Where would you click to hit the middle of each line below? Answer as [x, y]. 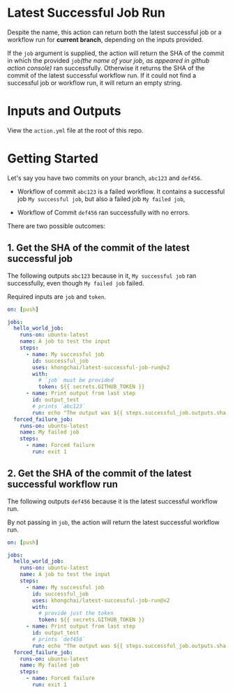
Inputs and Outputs [64, 111]
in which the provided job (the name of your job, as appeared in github [108, 60]
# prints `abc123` [59, 406]
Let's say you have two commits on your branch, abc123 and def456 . [105, 178]
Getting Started [53, 159]
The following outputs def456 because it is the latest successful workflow [113, 501]
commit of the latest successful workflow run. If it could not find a [102, 75]
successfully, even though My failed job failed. [76, 283]
